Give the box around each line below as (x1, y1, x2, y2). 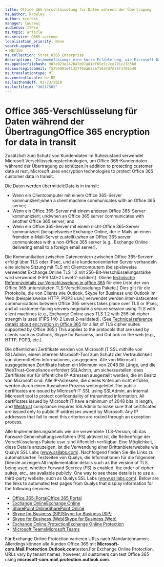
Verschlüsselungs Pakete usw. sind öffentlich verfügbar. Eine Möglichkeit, (5, 439, 154, 445)
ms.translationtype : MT (5, 71, 54, 76)
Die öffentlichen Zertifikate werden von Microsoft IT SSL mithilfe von (5, 347, 143, 352)
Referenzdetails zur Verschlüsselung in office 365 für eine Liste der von (5, 280, 149, 286)
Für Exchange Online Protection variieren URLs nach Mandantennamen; (5, 536, 149, 542)
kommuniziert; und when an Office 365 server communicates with (12, 213, 144, 219)
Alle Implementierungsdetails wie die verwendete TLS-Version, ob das (5, 429, 146, 435)
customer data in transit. (5, 174, 54, 179)
